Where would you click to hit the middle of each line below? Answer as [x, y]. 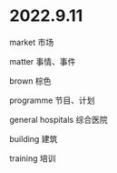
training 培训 [33, 158]
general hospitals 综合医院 [58, 119]
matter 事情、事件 [43, 61]
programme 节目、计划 [52, 100]
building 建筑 [34, 138]
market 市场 [32, 42]
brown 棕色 [30, 81]
